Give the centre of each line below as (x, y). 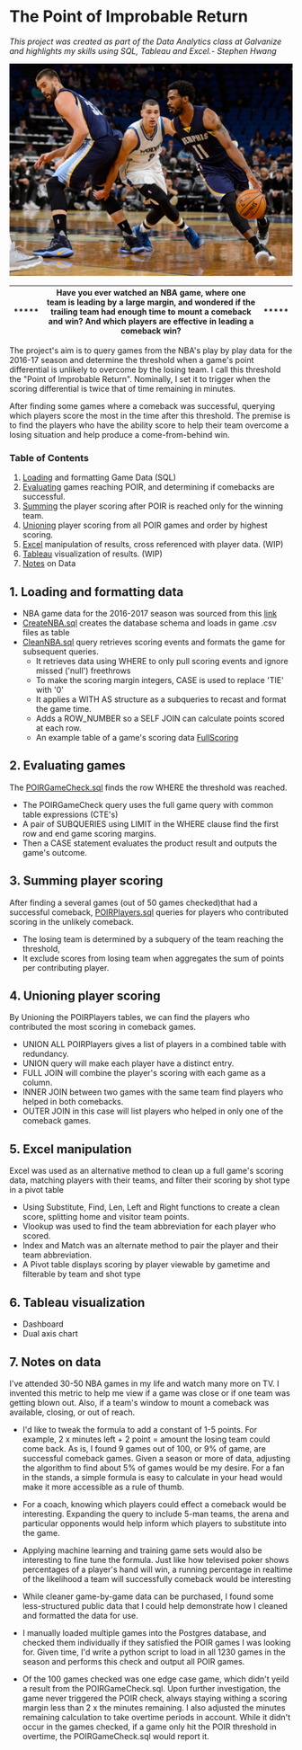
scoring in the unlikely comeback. (72, 921)
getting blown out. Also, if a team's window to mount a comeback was (139, 1402)
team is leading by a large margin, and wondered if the (151, 302)
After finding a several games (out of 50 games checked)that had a (133, 902)
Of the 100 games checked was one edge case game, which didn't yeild (155, 1679)
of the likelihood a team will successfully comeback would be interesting (156, 1578)
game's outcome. (54, 852)
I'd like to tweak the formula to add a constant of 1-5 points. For (140, 1429)
